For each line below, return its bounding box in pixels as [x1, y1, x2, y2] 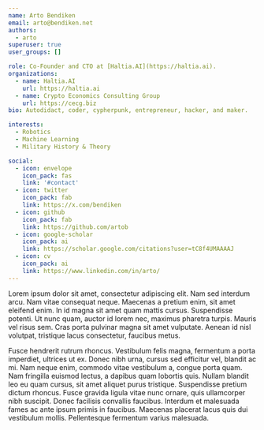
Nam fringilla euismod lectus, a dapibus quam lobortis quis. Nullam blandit [8, 371, 250, 380]
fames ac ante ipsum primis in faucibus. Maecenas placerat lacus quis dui [8, 404, 248, 414]
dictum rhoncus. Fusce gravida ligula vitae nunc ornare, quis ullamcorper [8, 387, 246, 397]
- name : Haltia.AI [15, 77, 76, 85]
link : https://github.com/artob [22, 222, 128, 231]
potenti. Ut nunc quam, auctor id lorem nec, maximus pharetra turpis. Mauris [8, 313, 257, 323]
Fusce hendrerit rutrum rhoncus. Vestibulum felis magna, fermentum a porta [8, 346, 256, 355]
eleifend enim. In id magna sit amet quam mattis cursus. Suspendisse [8, 305, 233, 315]
